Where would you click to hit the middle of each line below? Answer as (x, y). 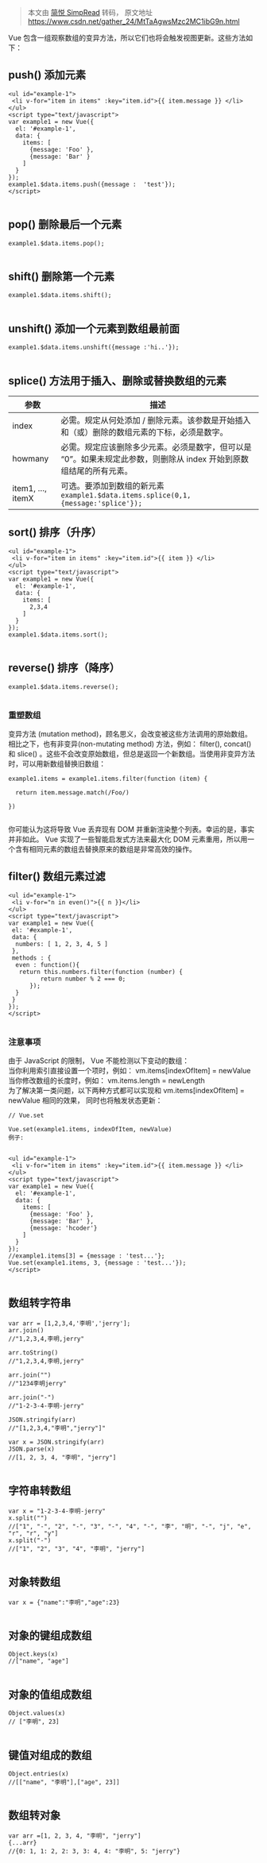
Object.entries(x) (39, 1774)
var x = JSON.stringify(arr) (56, 1442)
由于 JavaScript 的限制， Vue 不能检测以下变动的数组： (99, 1061)
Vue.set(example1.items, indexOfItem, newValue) (90, 1130)
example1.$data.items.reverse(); (64, 686)
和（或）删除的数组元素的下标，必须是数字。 (144, 432)
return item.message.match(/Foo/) (72, 792)
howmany (31, 458)
